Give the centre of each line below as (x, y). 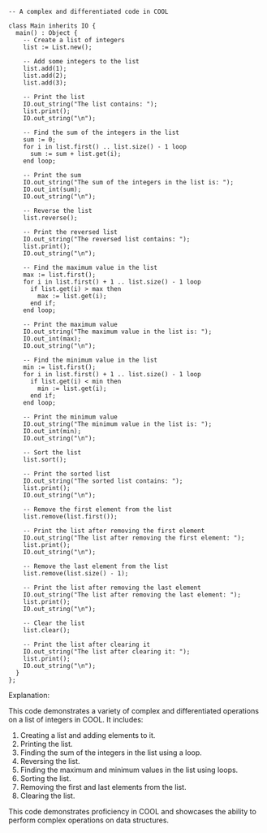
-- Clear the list (54, 623)
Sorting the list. (45, 779)
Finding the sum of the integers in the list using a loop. (111, 753)
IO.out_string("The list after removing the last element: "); (132, 595)
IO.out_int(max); (52, 339)
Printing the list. (46, 744)
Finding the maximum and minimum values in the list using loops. (129, 770)
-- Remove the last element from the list (96, 566)
